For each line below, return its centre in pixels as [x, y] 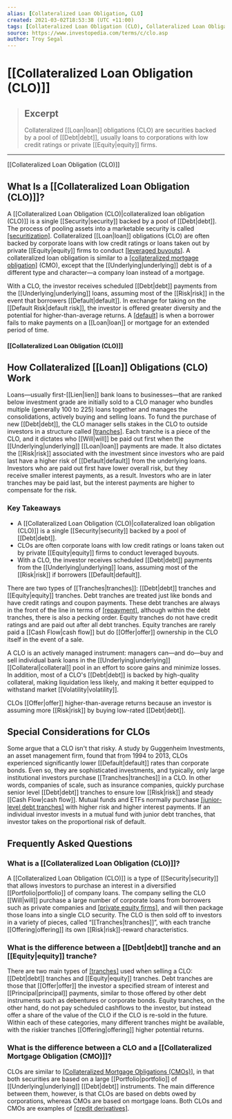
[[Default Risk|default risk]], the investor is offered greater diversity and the [114, 307]
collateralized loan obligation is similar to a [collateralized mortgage [103, 258]
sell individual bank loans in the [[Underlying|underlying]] [89, 660]
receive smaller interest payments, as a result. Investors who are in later [109, 476]
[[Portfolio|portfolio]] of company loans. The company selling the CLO [106, 893]
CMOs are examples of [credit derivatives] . [68, 1108]
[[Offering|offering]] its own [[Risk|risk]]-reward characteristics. [98, 930]
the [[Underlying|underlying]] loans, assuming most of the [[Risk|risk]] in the [116, 293]
